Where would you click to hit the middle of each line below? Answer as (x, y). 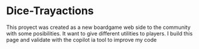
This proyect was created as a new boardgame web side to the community (98, 27)
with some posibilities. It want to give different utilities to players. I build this (99, 33)
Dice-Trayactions (50, 11)
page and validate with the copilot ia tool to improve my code (82, 40)
